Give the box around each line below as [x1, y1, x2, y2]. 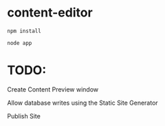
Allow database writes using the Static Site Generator [7, 98, 158, 107]
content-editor [7, 5, 93, 21]
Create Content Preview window [7, 85, 98, 94]
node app [7, 39, 32, 46]
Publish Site [7, 112, 41, 120]
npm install [7, 28, 41, 34]
